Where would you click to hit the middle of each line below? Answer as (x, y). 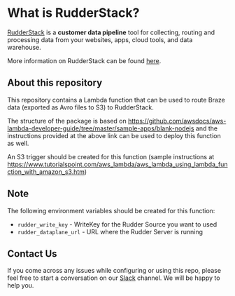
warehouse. (24, 47)
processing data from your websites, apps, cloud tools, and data (100, 39)
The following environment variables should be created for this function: (111, 210)
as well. (18, 143)
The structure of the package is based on (67, 121)
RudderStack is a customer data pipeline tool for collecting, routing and (111, 32)
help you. (21, 285)
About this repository (55, 83)
